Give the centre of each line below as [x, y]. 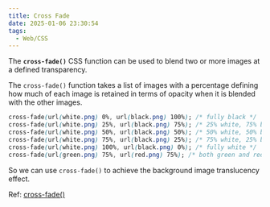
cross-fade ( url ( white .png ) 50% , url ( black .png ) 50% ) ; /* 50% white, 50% [133, 132]
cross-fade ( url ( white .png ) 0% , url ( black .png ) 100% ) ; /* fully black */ [133, 118]
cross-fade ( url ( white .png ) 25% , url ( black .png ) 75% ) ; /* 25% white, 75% [133, 125]
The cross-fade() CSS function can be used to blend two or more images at [134, 61]
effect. [19, 179]
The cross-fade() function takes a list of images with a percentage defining [133, 85]
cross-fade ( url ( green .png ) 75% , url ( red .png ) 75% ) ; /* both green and [129, 155]
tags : [17, 31]
